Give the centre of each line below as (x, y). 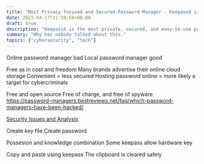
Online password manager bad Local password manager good (84, 58)
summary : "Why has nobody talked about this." (66, 35)
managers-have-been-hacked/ (45, 107)
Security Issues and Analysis (42, 119)
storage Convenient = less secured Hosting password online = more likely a (101, 76)
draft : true (21, 23)
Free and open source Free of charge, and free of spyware (80, 94)
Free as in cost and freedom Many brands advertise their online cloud (93, 70)
